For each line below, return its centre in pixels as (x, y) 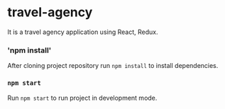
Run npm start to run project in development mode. (82, 98)
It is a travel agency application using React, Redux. (83, 32)
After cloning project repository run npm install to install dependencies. (113, 66)
